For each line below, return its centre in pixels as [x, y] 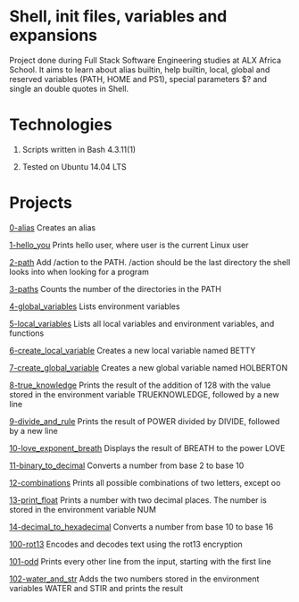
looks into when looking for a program [79, 272]
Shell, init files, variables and [118, 17]
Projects [41, 203]
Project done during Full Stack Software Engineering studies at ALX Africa [145, 60]
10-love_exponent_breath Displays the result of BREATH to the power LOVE [147, 447]
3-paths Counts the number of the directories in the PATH [115, 288]
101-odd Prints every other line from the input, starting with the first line [141, 561]
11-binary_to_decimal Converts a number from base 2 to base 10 [127, 465]
